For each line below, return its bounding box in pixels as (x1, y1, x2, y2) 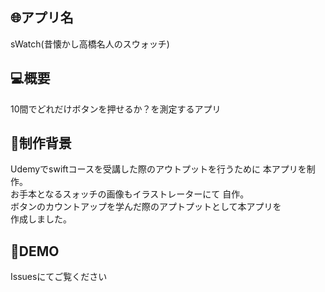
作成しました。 (10, 213, 72, 225)
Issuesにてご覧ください (10, 271, 108, 283)
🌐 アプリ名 (10, 9, 74, 27)
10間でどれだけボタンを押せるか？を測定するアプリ (10, 103, 222, 115)
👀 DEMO (10, 243, 60, 260)
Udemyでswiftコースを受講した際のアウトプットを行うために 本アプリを (10, 163, 307, 175)
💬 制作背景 (10, 135, 72, 152)
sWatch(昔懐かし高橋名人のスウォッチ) (10, 38, 170, 50)
